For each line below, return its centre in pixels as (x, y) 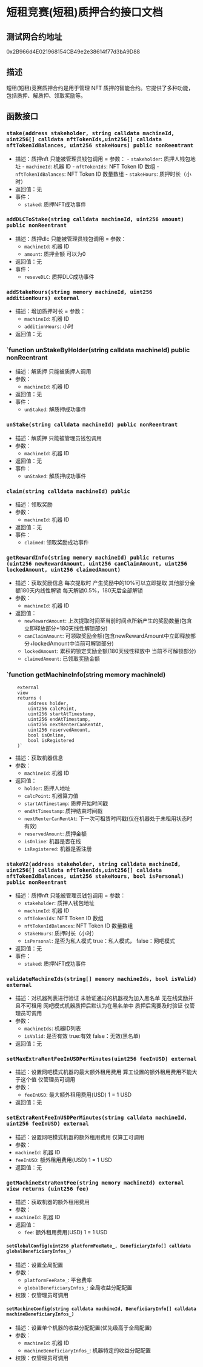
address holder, (48, 703)
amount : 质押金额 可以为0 (55, 254)
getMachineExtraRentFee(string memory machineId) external (95, 1182)
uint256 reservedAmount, (59, 730)
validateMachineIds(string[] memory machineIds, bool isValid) (101, 979)
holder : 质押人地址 (47, 788)
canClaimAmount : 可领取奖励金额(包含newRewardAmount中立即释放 (107, 636)
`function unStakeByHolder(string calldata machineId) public (98, 350)
